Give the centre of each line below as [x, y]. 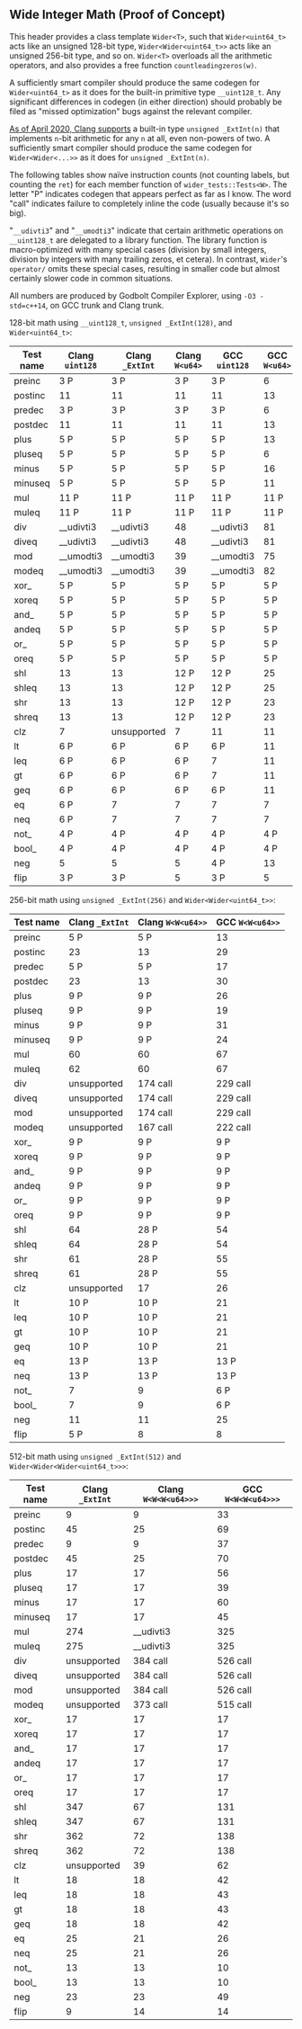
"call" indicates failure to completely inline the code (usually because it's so [149, 203]
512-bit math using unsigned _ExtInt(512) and [95, 1456]
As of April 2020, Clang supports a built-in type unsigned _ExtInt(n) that [145, 129]
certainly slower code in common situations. [91, 278]
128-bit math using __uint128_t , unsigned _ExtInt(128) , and [121, 322]
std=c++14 [28, 306]
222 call [234, 1127]
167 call [155, 1127]
